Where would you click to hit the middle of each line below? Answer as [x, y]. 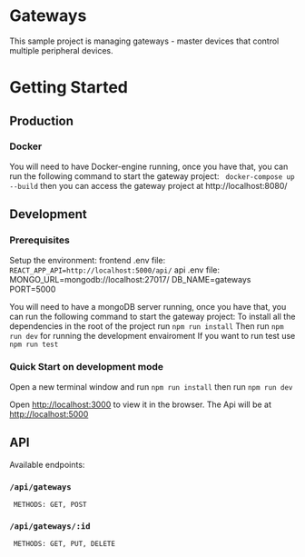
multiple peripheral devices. [61, 50]
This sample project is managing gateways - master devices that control [144, 41]
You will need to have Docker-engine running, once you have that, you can [149, 166]
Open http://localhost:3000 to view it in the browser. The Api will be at [141, 404]
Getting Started [69, 88]
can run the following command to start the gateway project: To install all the [152, 316]
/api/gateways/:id [50, 526]
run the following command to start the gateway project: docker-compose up [152, 176]
